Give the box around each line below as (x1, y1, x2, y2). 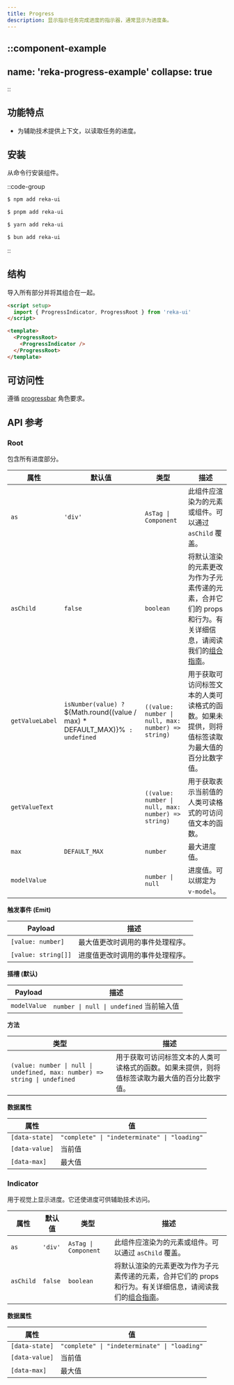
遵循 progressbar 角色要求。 (7, 395, 89, 403)
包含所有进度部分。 (7, 454, 63, 464)
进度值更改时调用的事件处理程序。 (78, 951, 190, 961)
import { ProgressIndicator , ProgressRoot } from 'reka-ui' (13, 308, 192, 316)
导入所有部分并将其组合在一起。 (7, 288, 99, 296)
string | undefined (10, 1076, 75, 1084)
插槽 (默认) (7, 970, 38, 978)
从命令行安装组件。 (7, 169, 63, 177)
